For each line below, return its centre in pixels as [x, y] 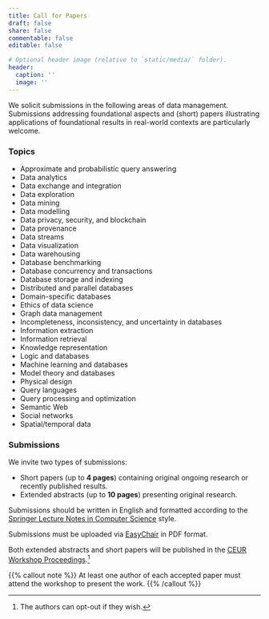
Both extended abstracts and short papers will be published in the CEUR [127, 550]
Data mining [40, 203]
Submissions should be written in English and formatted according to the [128, 510]
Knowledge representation [64, 347]
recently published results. [64, 486]
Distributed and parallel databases [76, 287]
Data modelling [45, 211]
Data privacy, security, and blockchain [83, 219]
